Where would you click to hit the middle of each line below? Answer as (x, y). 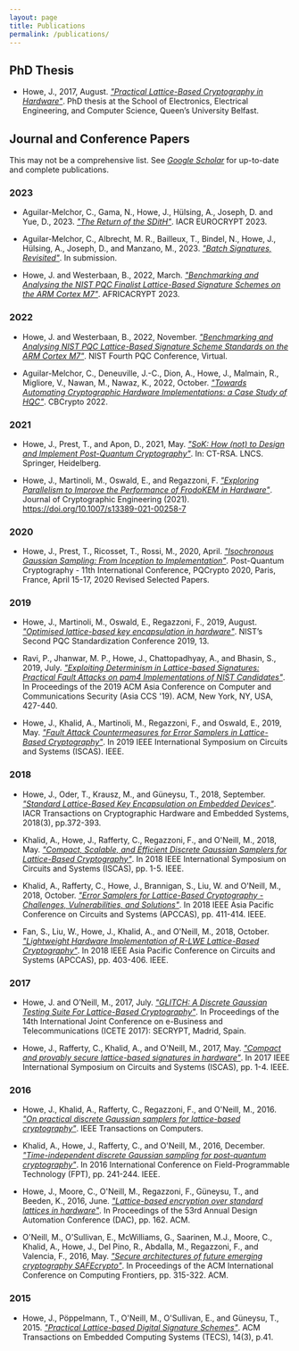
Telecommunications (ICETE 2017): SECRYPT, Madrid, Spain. (134, 1031)
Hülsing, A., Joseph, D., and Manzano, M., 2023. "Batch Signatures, (147, 249)
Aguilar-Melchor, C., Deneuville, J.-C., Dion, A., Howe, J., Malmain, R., (150, 373)
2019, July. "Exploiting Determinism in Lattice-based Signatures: (141, 668)
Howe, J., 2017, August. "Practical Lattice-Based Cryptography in (142, 92)
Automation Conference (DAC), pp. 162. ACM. (106, 1220)
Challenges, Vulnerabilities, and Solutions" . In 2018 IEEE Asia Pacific (148, 904)
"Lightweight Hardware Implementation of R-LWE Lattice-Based (141, 941)
